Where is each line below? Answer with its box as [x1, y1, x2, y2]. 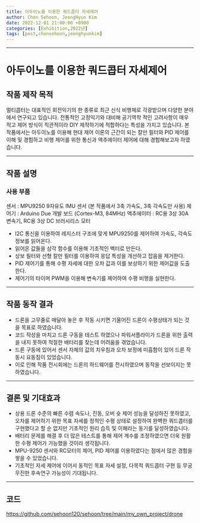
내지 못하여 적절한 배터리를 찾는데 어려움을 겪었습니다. [21, 338, 147, 345]
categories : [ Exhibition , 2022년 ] [6, 25, 88, 32]
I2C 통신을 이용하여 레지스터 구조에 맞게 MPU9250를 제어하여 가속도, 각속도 [14, 230, 192, 237]
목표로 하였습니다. [21, 323, 63, 331]
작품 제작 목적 [6, 89, 54, 99]
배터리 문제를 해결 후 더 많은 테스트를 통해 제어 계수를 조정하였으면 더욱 [14, 432, 180, 440]
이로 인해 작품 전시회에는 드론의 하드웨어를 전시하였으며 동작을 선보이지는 [14, 361, 186, 368]
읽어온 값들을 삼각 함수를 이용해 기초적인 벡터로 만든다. [14, 245, 142, 252]
